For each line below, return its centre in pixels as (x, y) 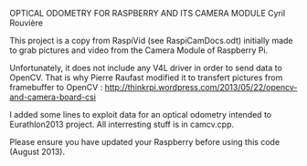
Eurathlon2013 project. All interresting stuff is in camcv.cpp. (122, 124)
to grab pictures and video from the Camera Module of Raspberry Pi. (139, 50)
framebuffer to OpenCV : (56, 87)
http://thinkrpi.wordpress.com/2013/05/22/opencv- (201, 87)
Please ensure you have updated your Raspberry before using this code (145, 142)
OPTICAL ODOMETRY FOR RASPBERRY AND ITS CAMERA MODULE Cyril (148, 13)
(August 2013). (37, 151)
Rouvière (26, 23)
